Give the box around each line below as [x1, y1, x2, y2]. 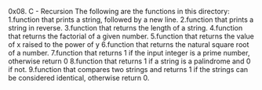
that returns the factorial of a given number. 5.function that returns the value [8, 31, 255, 41]
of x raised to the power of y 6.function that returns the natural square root [8, 40, 249, 49]
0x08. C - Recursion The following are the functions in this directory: [8, 7, 230, 16]
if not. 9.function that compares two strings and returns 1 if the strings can [8, 65, 249, 74]
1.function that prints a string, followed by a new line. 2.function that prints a [8, 15, 254, 24]
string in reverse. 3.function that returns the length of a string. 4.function [8, 23, 243, 32]
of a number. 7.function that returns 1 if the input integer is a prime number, [8, 49, 250, 57]
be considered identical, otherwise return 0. [8, 74, 150, 82]
